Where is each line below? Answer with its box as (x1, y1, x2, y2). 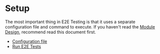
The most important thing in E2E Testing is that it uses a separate (5, 19, 136, 25)
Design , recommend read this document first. (5, 29, 96, 35)
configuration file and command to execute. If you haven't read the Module (5, 24, 155, 29)
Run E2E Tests (12, 43, 41, 49)
